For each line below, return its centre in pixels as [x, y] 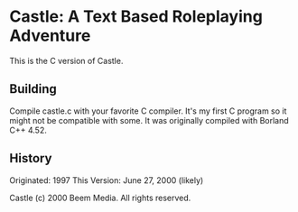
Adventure [50, 36]
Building [33, 89]
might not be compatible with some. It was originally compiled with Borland [149, 120]
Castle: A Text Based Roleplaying [136, 17]
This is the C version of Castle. [66, 60]
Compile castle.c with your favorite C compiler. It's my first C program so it [148, 111]
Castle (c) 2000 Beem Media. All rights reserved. [100, 198]
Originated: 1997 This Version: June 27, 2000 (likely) [107, 180]
